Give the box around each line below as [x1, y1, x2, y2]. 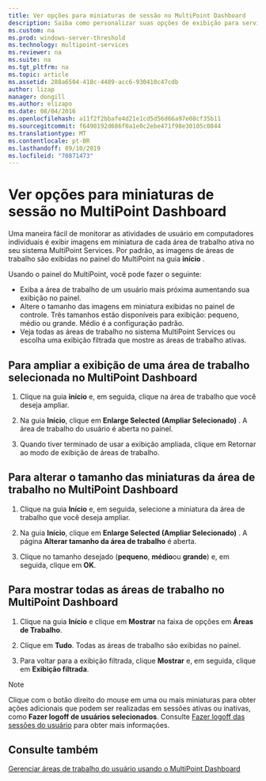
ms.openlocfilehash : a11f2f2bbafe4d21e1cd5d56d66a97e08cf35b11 [8, 115, 222, 123]
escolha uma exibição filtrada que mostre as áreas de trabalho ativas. [19, 335, 247, 345]
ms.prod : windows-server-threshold [8, 33, 126, 42]
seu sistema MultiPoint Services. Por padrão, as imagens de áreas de [8, 246, 234, 255]
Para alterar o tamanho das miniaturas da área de [8, 471, 256, 484]
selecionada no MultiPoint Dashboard [8, 370, 198, 385]
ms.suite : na [8, 56, 51, 64]
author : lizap [8, 85, 55, 94]
